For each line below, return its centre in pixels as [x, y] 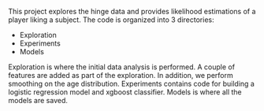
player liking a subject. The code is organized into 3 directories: [111, 20]
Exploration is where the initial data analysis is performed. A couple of [121, 67]
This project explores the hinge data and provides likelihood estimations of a [132, 11]
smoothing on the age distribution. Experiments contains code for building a [131, 83]
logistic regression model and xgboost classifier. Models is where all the [125, 92]
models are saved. [38, 100]
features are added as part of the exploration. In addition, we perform [121, 75]
